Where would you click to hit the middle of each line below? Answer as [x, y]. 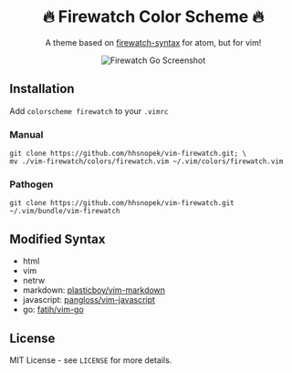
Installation [42, 89]
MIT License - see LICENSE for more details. [91, 360]
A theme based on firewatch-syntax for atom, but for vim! [153, 42]
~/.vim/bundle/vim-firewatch [65, 212]
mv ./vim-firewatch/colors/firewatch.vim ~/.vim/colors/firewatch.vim [146, 161]
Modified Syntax [57, 239]
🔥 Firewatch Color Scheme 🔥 [153, 17]
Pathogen [31, 184]
